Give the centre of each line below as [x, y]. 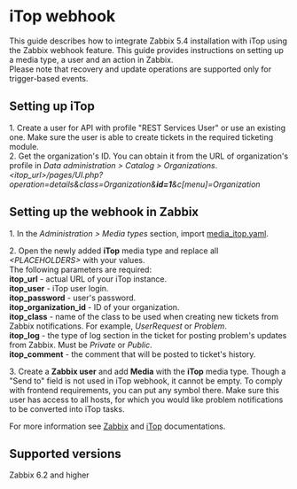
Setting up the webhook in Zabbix [104, 212]
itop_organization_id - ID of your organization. [94, 307]
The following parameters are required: [81, 269]
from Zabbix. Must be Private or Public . [81, 345]
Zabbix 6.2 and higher [50, 475]
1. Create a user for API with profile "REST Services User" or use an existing [148, 128]
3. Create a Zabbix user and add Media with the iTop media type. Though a [148, 371]
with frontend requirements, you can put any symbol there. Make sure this [144, 390]
